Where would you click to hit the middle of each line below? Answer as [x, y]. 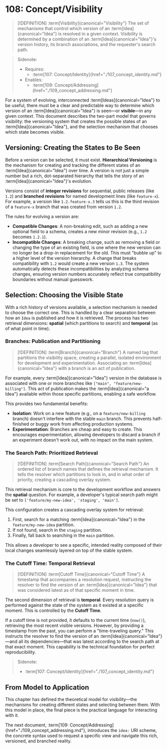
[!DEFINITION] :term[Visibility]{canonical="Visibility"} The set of [83, 23]
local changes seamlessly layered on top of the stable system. [69, 550]
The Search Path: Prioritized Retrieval [52, 453]
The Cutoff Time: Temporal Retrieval [50, 563]
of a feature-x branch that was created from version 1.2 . [64, 207]
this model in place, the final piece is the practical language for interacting [81, 710]
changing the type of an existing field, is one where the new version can [86, 247]
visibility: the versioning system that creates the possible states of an [76, 121]
